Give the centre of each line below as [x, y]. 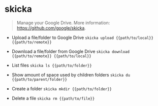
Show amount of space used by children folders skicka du [71, 74]
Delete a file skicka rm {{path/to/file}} [53, 98]
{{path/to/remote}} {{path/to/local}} [51, 56]
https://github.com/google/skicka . [51, 28]
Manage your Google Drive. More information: [63, 23]
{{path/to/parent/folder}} [39, 79]
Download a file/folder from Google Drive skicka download [71, 51]
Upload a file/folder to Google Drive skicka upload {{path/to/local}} [82, 37]
